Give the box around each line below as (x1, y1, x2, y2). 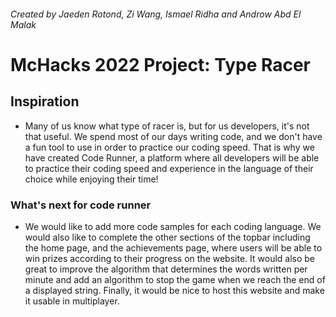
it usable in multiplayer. (24, 295, 120, 307)
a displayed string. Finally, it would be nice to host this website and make (24, 284, 325, 296)
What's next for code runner (10, 198, 152, 212)
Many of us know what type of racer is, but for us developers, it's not (24, 120, 310, 132)
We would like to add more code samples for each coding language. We (24, 220, 322, 232)
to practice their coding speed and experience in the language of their (24, 162, 314, 174)
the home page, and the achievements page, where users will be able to (24, 241, 323, 254)
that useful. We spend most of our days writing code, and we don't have (24, 130, 323, 142)
